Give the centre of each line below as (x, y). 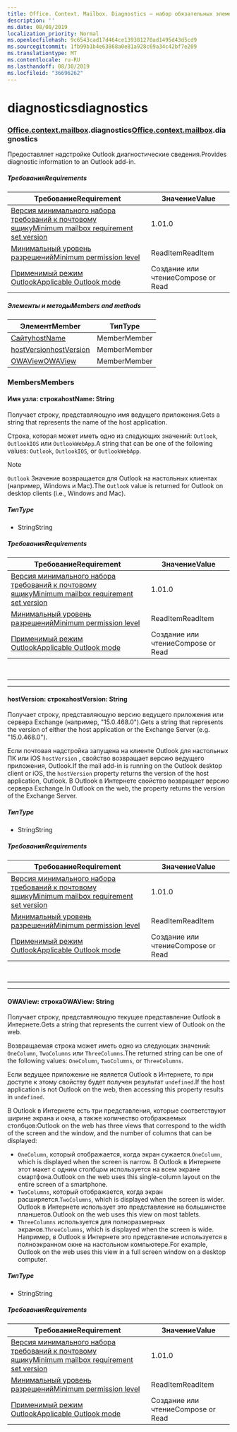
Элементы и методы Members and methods (74, 305)
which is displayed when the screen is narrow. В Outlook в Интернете (119, 1162)
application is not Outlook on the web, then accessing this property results (116, 1089)
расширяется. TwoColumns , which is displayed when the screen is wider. (121, 1200)
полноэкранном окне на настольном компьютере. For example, (113, 1245)
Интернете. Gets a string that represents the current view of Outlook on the (116, 1024)
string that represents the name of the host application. (87, 422)
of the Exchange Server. (42, 796)
